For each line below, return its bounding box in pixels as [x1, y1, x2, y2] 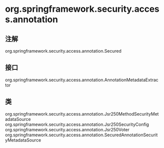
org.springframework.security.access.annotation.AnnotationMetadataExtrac [5, 77, 159, 83]
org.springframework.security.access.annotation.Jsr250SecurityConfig [5, 121, 149, 127]
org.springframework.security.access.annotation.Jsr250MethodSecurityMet [5, 111, 159, 117]
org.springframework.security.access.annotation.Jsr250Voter [5, 126, 130, 132]
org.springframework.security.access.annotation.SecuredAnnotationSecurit [5, 132, 158, 138]
